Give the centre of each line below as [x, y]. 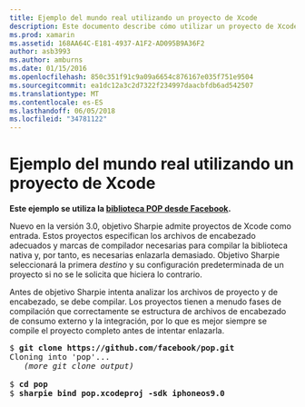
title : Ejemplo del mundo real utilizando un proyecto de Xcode [133, 18]
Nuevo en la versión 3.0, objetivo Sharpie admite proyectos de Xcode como [151, 226]
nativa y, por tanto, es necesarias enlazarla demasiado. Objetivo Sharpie [144, 255]
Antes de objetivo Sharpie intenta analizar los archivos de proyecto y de [144, 293]
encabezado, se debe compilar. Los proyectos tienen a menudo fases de [145, 302]
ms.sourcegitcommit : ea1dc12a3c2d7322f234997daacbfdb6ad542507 [132, 85]
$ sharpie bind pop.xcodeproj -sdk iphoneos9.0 [117, 393]
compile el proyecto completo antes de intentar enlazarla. [117, 331]
